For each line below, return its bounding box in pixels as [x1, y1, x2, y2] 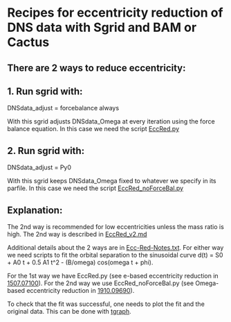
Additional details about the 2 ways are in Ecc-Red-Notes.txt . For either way [7, 244, 224, 252]
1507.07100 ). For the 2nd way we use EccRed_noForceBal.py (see [7, 279, 194, 287]
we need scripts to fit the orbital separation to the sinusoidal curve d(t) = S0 [7, 251, 223, 260]
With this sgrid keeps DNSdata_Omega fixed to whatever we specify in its [7, 177, 216, 185]
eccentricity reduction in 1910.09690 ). [26, 287, 135, 295]
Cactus [7, 35, 50, 50]
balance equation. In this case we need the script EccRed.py [7, 125, 180, 133]
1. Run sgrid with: [7, 85, 83, 97]
